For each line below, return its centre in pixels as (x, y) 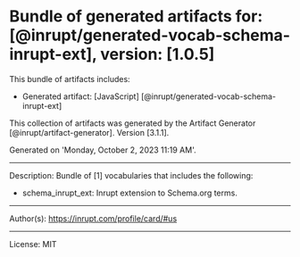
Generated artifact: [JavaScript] (81, 96)
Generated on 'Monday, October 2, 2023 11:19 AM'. (103, 150)
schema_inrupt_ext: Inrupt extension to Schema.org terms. (130, 193)
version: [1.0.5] (158, 54)
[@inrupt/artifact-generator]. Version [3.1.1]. (89, 132)
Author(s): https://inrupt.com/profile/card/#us (93, 218)
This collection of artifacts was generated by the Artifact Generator (133, 123)
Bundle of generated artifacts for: (136, 17)
